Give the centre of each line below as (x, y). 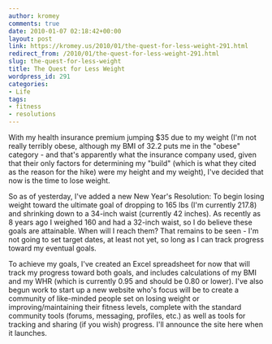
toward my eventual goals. (53, 248)
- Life (19, 91)
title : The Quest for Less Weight (67, 69)
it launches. (28, 333)
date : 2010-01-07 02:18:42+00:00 (65, 31)
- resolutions (32, 115)
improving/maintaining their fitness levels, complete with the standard (125, 307)
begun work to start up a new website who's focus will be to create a (124, 290)
